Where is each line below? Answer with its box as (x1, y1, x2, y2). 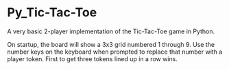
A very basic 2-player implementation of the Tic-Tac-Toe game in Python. (7, 27, 215, 35)
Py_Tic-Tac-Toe (7, 5, 97, 20)
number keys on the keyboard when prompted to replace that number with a (7, 48, 223, 56)
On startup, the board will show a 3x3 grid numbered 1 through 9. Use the (7, 40, 215, 48)
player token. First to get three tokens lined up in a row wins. (7, 54, 178, 63)
